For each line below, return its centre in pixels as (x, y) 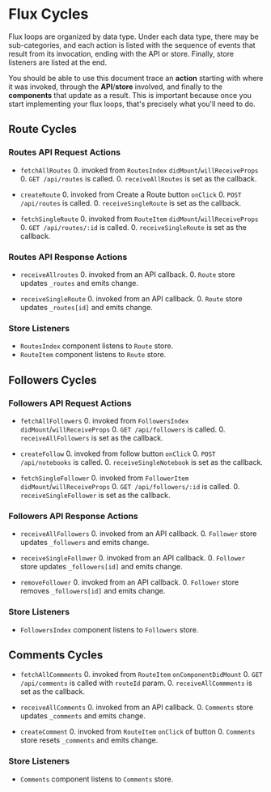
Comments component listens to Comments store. (97, 779)
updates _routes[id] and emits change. (87, 307)
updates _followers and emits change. (85, 543)
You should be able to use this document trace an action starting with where (136, 78)
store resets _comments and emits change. (89, 740)
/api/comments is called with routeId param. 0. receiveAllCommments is (136, 683)
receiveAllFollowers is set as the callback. (91, 437)
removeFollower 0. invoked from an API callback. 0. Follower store (129, 582)
